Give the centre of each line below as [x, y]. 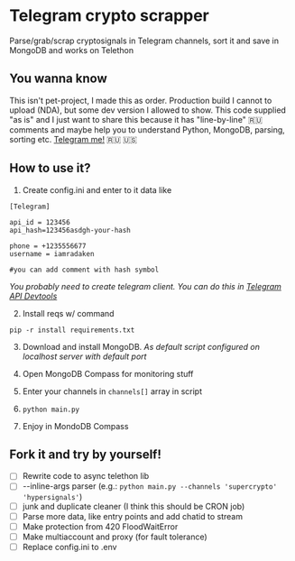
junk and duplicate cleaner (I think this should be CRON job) [134, 506]
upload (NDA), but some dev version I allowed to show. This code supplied [148, 110]
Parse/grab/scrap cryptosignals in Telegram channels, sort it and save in [144, 41]
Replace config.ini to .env [69, 547]
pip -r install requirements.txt [72, 330]
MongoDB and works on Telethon [72, 50]
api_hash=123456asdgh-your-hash [70, 230]
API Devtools [33, 296]
